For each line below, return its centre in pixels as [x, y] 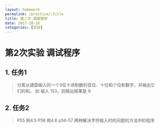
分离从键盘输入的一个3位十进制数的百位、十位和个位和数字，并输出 [84, 85]
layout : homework [22, 9]
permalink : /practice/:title [34, 14]
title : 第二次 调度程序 [26, 18]
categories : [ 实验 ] [24, 28]
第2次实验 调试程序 [43, 53]
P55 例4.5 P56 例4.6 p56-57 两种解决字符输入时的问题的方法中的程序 [86, 120]
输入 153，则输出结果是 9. [66, 91]
